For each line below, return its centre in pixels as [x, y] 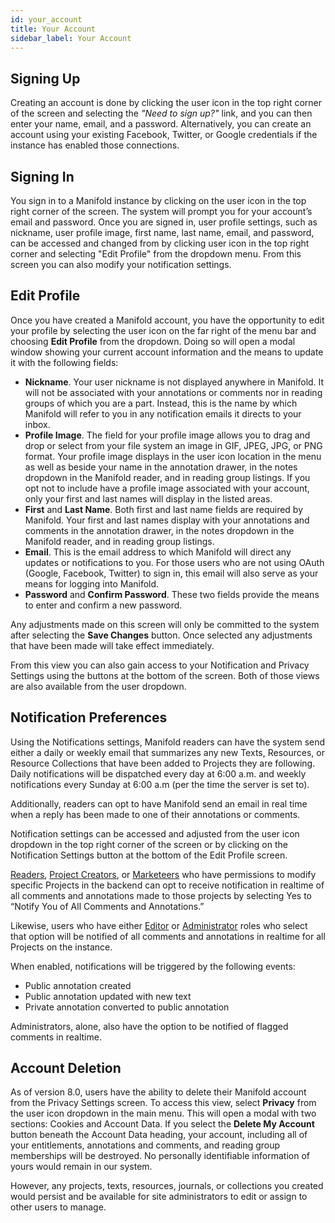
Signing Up [45, 78]
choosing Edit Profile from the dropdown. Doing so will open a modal [153, 341]
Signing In [42, 176]
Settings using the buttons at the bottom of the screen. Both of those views [165, 675]
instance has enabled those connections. [95, 145]
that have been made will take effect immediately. [112, 645]
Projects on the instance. [61, 947]
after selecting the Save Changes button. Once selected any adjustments [161, 635]
